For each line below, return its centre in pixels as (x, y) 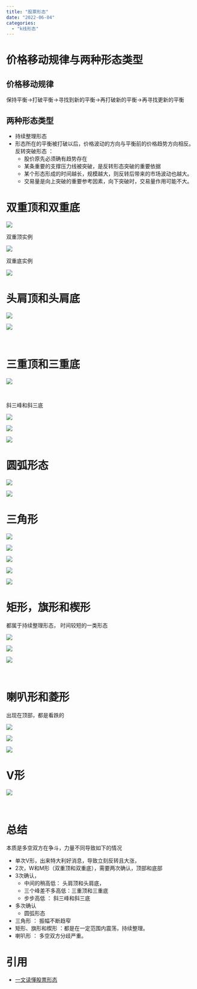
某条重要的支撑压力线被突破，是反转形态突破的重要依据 (92, 167)
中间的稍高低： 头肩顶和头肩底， (64, 883)
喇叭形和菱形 (38, 697)
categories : (21, 23)
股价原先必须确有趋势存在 (56, 159)
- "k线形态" (25, 29)
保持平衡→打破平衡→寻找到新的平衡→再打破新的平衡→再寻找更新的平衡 (95, 100)
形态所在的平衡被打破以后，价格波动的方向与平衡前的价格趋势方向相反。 (104, 144)
